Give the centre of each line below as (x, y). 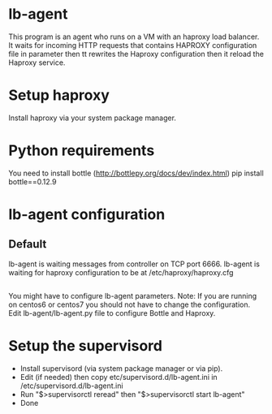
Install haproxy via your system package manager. (93, 118)
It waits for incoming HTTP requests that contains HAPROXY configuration (133, 45)
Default (28, 244)
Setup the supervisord (85, 346)
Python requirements (82, 151)
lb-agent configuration (87, 214)
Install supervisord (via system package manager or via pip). (121, 369)
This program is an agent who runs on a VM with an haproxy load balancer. (134, 37)
